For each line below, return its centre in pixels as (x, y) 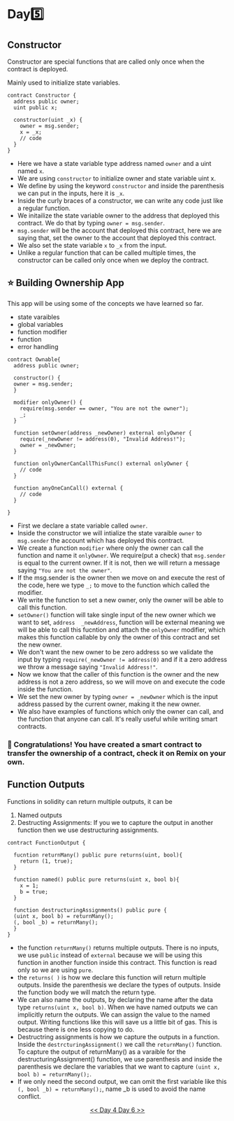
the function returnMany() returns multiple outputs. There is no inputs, (118, 947)
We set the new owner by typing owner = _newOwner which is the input (118, 696)
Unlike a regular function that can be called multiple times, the (107, 253)
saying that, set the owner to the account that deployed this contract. (117, 238)
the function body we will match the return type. (87, 992)
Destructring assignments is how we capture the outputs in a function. (118, 1036)
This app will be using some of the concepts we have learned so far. (105, 303)
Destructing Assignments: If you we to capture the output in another (115, 822)
